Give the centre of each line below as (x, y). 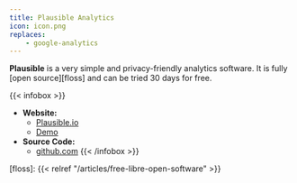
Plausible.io (57, 123)
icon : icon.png (38, 26)
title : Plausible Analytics (62, 18)
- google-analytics (62, 43)
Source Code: (49, 142)
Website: (40, 113)
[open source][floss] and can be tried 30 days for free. (111, 78)
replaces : (28, 34)
